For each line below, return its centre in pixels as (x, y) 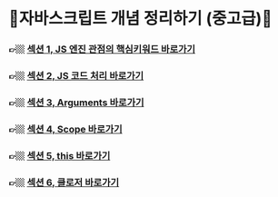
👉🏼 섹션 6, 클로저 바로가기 (64, 182)
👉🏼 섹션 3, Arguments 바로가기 (76, 103)
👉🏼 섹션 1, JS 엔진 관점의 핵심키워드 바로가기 (102, 49)
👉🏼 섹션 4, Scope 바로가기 (66, 129)
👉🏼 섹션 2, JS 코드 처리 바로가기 (76, 76)
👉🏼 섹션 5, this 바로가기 (60, 155)
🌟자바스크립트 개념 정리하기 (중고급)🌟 (141, 19)
